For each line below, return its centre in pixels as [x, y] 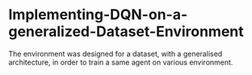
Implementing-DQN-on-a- [98, 15]
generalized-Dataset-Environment [126, 32]
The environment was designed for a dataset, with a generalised [115, 53]
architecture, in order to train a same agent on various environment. [121, 62]
